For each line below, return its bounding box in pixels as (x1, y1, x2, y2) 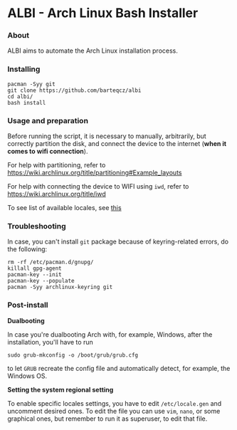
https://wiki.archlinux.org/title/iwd (7, 190, 107, 199)
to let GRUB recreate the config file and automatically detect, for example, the (7, 364, 231, 372)
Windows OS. (7, 372, 48, 380)
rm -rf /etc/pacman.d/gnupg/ (7, 258, 94, 266)
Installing (7, 64, 41, 74)
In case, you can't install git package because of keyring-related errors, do (7, 237, 229, 246)
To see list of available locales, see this (7, 204, 122, 212)
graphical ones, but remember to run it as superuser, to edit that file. (7, 414, 208, 423)
